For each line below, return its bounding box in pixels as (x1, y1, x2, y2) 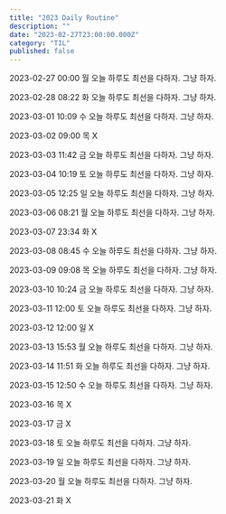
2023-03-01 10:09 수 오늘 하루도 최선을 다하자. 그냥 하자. (9, 111, 214, 122)
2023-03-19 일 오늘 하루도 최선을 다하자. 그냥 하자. (9, 457, 192, 468)
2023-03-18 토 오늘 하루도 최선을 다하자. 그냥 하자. (9, 437, 192, 448)
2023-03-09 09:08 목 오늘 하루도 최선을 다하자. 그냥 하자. (9, 265, 218, 276)
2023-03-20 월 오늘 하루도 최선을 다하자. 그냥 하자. (9, 476, 193, 487)
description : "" (9, 22, 71, 31)
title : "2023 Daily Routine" (9, 13, 119, 23)
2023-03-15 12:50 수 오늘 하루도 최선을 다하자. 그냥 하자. (9, 380, 213, 391)
